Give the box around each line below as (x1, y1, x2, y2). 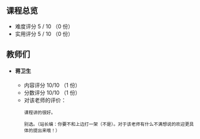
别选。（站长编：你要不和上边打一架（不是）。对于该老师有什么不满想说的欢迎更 (23, 122, 190, 128)
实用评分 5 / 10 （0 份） (14, 30, 74, 37)
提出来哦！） (32, 128, 60, 134)
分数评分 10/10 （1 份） (23, 89, 81, 96)
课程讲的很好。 (23, 110, 56, 116)
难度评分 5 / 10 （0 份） (14, 23, 74, 30)
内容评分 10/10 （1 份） (23, 81, 81, 89)
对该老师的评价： (23, 96, 67, 104)
